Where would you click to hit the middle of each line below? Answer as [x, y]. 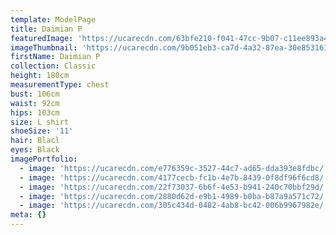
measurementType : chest [60, 85]
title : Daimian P [46, 29]
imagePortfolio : [44, 159]
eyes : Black [35, 150]
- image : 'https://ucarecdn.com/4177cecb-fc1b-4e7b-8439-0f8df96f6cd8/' [174, 177]
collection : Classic [53, 66]
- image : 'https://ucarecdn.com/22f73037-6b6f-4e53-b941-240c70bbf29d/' [174, 187]
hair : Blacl [35, 141]
